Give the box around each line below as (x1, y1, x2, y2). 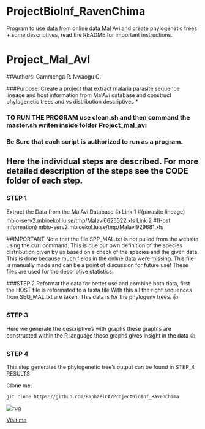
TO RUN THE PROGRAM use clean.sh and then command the (6, 113, 190, 122)
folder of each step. (6, 176, 83, 186)
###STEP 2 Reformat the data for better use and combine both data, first (6, 280, 190, 287)
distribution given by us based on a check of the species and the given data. (6, 249, 199, 256)
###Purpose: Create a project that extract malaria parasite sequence (6, 85, 180, 92)
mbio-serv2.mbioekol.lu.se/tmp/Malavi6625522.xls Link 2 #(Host (6, 217, 171, 225)
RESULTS (6, 370, 31, 377)
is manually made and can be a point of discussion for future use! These (6, 261, 188, 269)
